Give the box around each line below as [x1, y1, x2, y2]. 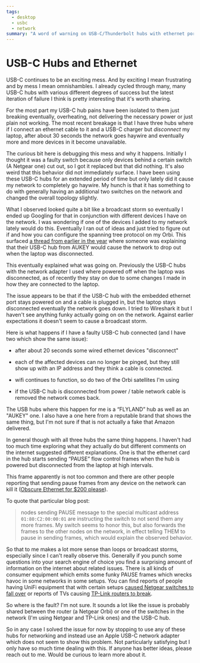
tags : [6, 8, 20, 15]
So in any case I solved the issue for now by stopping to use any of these [6, 626, 186, 633]
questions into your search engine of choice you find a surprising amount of [6, 558, 193, 566]
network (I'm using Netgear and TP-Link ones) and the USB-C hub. [6, 614, 171, 621]
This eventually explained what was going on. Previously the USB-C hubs [6, 262, 186, 269]
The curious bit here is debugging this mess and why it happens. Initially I [6, 150, 186, 157]
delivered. [6, 425, 31, 432]
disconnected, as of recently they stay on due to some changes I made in [6, 275, 186, 282]
